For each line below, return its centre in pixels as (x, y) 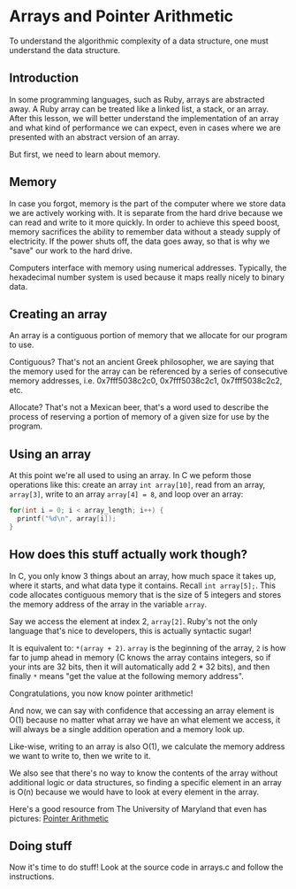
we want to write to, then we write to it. (80, 755)
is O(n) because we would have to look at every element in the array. (134, 792)
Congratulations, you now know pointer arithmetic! (101, 693)
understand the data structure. (65, 50)
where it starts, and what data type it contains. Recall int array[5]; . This (143, 585)
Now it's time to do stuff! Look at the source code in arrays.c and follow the (146, 867)
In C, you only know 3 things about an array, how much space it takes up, (143, 576)
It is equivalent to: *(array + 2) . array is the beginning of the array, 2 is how (148, 647)
